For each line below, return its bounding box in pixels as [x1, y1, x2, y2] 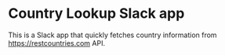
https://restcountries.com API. [8, 38, 106, 47]
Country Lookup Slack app [8, 5, 185, 22]
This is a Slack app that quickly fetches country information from [8, 30, 217, 40]
